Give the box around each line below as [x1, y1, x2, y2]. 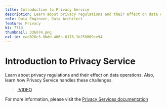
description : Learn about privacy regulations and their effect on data [5, 12, 158, 17]
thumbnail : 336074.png [5, 30, 52, 35]
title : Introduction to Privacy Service [5, 7, 90, 12]
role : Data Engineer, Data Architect [5, 16, 83, 21]
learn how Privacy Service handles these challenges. [5, 77, 113, 83]
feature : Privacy [5, 21, 41, 26]
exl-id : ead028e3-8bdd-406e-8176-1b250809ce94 [5, 35, 103, 40]
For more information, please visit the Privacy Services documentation [5, 96, 148, 102]
